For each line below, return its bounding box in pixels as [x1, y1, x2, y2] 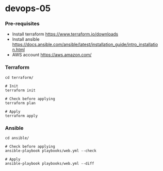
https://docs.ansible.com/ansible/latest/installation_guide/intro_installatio [12, 42, 158, 48]
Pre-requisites [5, 20, 40, 27]
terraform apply [5, 113, 38, 118]
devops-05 [5, 3, 51, 14]
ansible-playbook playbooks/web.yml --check [5, 149, 97, 154]
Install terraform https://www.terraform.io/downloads [12, 31, 118, 37]
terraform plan [5, 101, 36, 105]
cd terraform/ [5, 75, 34, 80]
